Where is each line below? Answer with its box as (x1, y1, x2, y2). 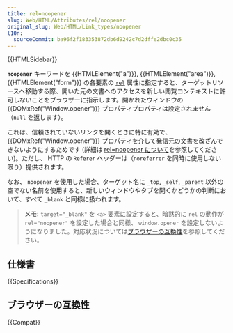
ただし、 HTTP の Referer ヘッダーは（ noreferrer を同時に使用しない (22, 154, 221, 162)
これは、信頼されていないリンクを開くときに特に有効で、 (7, 128, 172, 137)
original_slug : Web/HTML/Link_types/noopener (7, 23, 141, 30)
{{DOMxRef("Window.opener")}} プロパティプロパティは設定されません (7, 104, 211, 113)
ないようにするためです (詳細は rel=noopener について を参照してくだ (13, 146, 211, 154)
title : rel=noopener (7, 10, 67, 17)
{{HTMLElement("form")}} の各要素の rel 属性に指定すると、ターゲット (7, 78, 212, 87)
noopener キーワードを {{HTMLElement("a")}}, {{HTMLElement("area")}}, (7, 70, 216, 78)
